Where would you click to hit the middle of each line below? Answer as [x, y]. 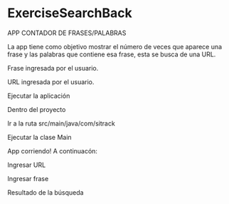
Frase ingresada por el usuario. [53, 68]
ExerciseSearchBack [70, 13]
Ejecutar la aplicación [39, 96]
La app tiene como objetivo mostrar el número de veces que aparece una [115, 46]
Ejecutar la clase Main [40, 137]
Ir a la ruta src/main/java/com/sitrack [61, 123]
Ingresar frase [28, 178]
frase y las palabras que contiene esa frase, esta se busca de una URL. [112, 54]
